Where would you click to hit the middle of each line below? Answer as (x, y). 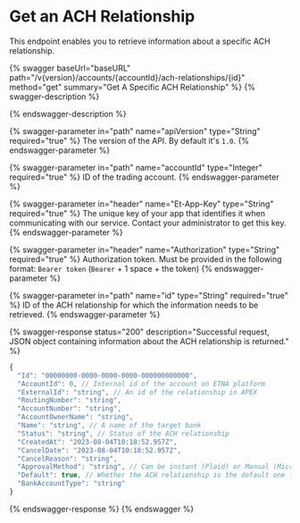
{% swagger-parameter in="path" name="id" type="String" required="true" (149, 295)
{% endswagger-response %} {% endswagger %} (102, 509)
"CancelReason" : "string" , (67, 459)
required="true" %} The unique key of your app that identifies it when (137, 213)
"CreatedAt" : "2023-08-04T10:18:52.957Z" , (97, 442)
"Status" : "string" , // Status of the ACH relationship (123, 434)
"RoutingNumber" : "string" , (70, 401)
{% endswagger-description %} (68, 114)
